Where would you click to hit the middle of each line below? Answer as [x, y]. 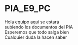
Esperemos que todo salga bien [37, 32]
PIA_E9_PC [28, 8]
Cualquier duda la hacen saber [36, 37]
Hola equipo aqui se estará [32, 22]
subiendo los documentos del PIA [39, 27]
